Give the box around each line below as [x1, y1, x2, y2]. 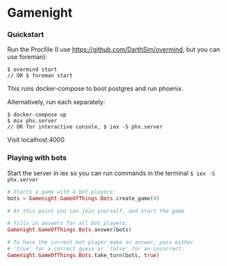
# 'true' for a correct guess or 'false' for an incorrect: [7, 245, 185, 253]
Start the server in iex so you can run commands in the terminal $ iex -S [7, 169, 215, 177]
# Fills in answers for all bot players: [7, 220, 129, 227]
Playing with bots [7, 153, 67, 163]
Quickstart [7, 30, 44, 40]
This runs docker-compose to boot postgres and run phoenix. [7, 85, 184, 93]
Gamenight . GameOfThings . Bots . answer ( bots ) [7, 226, 132, 233]
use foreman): [7, 53, 47, 61]
